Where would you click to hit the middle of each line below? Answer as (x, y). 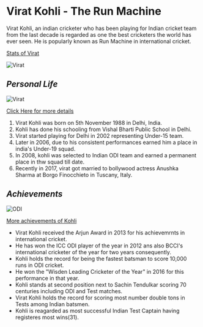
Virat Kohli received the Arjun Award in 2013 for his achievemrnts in (100, 232)
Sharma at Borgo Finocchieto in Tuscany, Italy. (74, 175)
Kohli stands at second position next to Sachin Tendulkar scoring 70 (101, 284)
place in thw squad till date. (50, 162)
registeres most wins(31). (47, 317)
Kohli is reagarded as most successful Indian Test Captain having (97, 310)
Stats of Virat (23, 53)
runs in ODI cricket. (39, 265)
